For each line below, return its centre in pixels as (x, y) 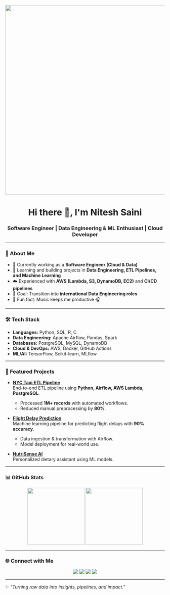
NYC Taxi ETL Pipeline (36, 383)
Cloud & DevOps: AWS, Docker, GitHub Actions (62, 348)
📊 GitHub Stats (25, 478)
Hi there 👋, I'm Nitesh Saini (85, 213)
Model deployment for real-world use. (60, 444)
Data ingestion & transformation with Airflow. (67, 439)
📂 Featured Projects (30, 372)
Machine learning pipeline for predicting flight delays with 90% (78, 424)
